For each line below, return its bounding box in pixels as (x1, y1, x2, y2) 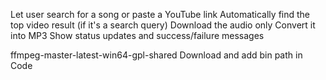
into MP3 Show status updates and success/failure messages (10, 30, 265, 41)
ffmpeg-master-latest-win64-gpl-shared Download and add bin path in (10, 49, 303, 61)
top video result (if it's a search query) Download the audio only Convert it (10, 19, 316, 31)
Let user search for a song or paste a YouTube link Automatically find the (10, 9, 311, 20)
